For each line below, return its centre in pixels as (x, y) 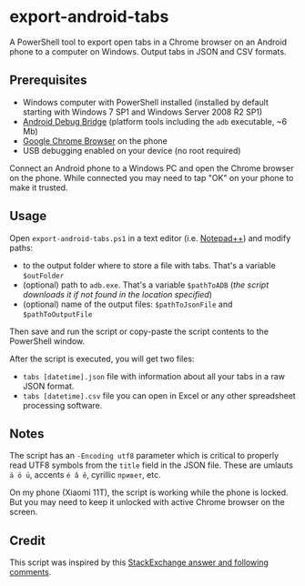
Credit (27, 540)
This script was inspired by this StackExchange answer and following (139, 562)
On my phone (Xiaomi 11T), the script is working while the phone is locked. (149, 492)
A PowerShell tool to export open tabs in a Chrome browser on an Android (148, 42)
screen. (24, 512)
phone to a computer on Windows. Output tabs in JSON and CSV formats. (148, 51)
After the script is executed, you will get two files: (102, 359)
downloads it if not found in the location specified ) (117, 294)
